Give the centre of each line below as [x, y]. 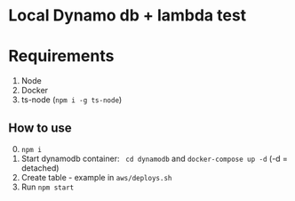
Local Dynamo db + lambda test [128, 16]
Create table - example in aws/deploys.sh [96, 177]
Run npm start [48, 187]
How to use [40, 128]
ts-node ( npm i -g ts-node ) [72, 100]
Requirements [61, 56]
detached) [40, 168]
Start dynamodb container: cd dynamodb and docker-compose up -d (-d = [154, 158]
